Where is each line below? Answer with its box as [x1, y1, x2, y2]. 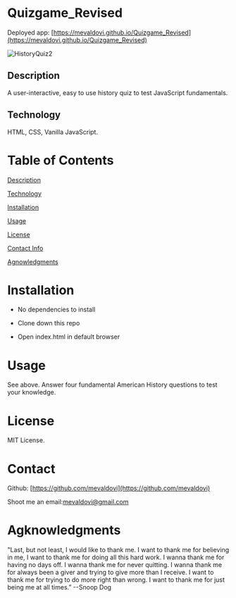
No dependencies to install [17, 305, 96, 314]
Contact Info [7, 244, 44, 252]
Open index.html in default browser [17, 332, 120, 341]
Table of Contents [7, 152, 114, 168]
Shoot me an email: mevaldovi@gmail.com [7, 498, 129, 506]
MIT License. [7, 436, 45, 444]
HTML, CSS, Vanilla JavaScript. [7, 127, 99, 136]
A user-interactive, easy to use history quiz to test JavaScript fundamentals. [7, 88, 228, 96]
